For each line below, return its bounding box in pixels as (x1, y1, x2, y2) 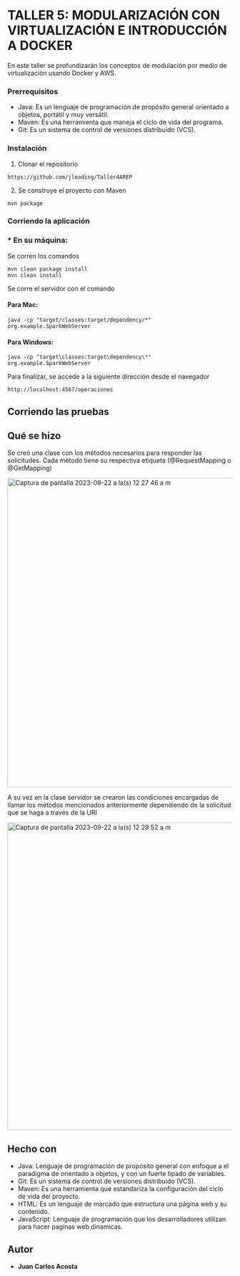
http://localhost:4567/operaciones (7, 386, 114, 393)
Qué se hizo (7, 429, 61, 442)
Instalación (7, 144, 47, 154)
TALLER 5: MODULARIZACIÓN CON (7, 7, 220, 24)
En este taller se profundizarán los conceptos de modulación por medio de (7, 61, 227, 69)
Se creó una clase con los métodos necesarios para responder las (7, 448, 202, 457)
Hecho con (7, 1142, 57, 1155)
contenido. (17, 1207, 50, 1216)
